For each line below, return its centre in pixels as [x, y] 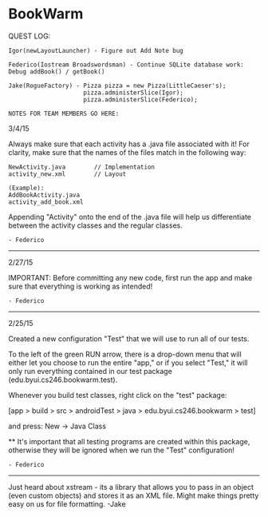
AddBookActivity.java [44, 195]
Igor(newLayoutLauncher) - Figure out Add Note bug [96, 50]
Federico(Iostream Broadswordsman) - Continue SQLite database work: [126, 65]
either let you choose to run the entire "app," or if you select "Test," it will [128, 362]
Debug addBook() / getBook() [57, 72]
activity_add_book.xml [46, 202]
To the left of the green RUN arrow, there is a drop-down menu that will [125, 354]
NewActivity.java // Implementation [82, 167]
